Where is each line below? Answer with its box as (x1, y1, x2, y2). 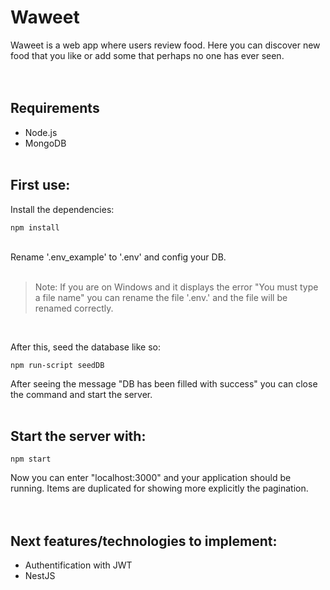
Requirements (10, 100, 100, 117)
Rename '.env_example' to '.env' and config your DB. (10, 251, 227, 263)
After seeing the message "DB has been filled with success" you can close (10, 377, 318, 390)
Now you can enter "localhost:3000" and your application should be (10, 472, 292, 484)
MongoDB (24, 137, 67, 149)
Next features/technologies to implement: (10, 532, 278, 550)
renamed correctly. (34, 302, 114, 314)
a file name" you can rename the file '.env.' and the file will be (34, 291, 288, 303)
